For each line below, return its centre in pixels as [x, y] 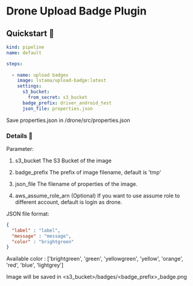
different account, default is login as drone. [68, 202]
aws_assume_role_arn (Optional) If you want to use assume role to [97, 195]
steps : [14, 64]
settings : [30, 86]
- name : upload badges [40, 75]
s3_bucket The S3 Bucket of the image [63, 160]
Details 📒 [20, 136]
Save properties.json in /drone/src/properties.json [68, 120]
